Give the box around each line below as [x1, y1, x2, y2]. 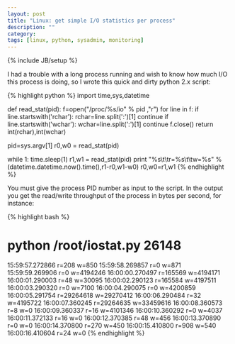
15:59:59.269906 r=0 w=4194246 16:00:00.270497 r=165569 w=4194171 [7, 269, 221, 277]
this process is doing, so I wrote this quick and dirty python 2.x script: [7, 77, 211, 86]
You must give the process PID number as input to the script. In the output [7, 184, 224, 192]
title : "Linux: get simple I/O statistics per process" [7, 17, 176, 24]
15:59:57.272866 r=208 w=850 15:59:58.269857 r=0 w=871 [7, 261, 182, 270]
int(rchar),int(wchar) [7, 128, 67, 136]
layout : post [7, 10, 46, 18]
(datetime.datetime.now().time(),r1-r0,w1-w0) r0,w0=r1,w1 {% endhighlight [7, 162, 224, 171]
